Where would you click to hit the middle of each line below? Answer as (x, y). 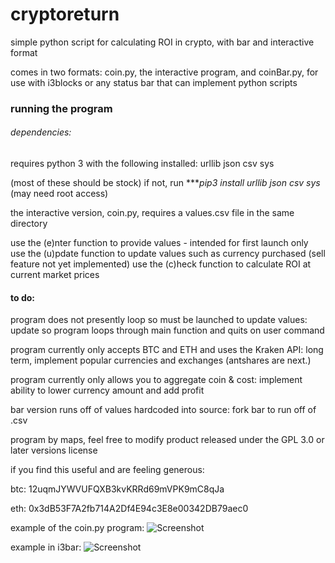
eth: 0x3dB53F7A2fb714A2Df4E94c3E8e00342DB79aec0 (129, 509)
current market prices (55, 275)
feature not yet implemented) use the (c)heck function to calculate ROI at (161, 264)
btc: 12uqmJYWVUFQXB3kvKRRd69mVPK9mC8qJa (117, 489)
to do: (22, 297)
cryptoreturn (65, 14)
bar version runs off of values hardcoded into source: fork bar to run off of (163, 410)
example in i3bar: (46, 547)
